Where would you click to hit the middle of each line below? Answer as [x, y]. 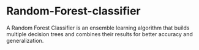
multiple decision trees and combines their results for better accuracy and [99, 34]
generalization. [25, 40]
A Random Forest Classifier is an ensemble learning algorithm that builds [98, 28]
